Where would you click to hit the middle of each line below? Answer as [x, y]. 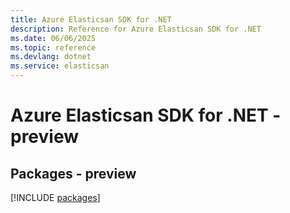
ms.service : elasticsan [60, 66]
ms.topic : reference [53, 47]
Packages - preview [73, 173]
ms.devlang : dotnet [51, 57]
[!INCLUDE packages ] [55, 197]
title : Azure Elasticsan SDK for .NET [91, 19]
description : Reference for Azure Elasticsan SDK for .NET [136, 29]
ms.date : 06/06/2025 [53, 38]
